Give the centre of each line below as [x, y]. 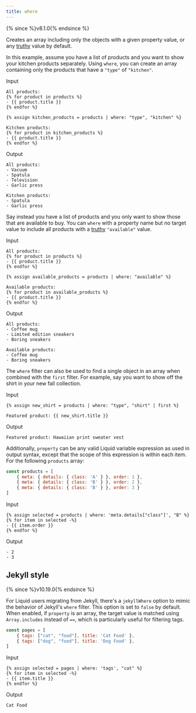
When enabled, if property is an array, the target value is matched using [93, 613]
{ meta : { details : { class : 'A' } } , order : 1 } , [80, 477]
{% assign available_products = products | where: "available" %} [89, 277]
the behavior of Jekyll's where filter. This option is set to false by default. [94, 607]
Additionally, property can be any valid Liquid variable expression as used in [98, 448]
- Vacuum [17, 170]
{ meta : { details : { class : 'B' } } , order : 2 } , [80, 482]
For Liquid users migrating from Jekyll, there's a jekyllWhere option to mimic [98, 600]
